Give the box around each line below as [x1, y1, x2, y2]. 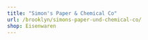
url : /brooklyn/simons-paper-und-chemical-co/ [7, 16, 142, 23]
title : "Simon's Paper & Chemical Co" [7, 9, 117, 17]
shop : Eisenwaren [7, 22, 57, 29]
